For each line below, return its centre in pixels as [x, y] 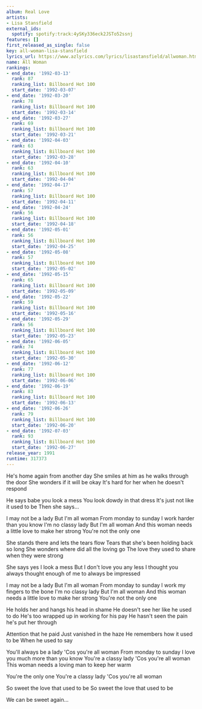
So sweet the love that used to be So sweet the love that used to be [90, 688]
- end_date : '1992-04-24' [38, 207]
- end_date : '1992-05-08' [38, 252]
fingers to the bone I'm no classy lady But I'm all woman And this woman [96, 591]
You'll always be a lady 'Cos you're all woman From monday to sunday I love [101, 652]
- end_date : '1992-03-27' [38, 118]
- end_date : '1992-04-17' [38, 185]
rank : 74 [23, 347]
